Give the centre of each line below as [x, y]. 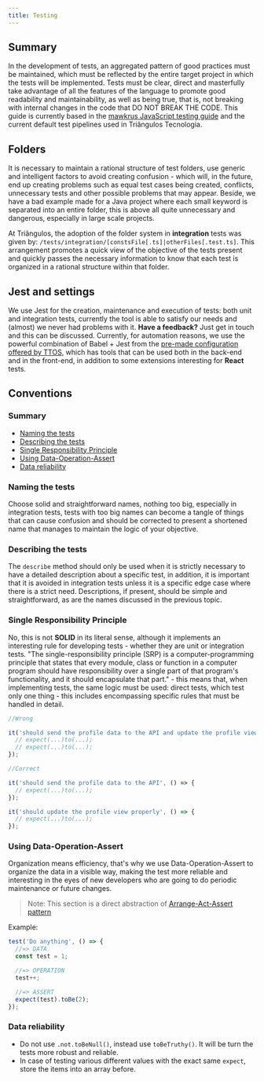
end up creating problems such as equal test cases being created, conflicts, [131, 185]
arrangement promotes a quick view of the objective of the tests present [125, 250]
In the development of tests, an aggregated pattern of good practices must [129, 66]
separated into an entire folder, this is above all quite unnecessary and [122, 210]
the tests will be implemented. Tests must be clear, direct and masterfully [126, 82]
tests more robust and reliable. [69, 1052]
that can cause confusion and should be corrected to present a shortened [128, 521]
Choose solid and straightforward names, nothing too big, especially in [123, 504]
